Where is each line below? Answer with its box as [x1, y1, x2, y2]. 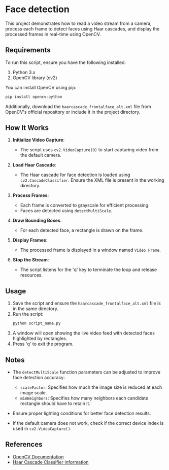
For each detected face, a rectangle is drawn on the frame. [20, 227, 144, 233]
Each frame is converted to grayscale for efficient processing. [20, 202, 150, 209]
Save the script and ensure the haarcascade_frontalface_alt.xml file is [12, 300, 161, 307]
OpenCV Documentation [12, 453, 64, 460]
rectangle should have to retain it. [20, 400, 90, 407]
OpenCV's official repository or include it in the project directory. [5, 109, 141, 115]
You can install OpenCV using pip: [5, 84, 77, 90]
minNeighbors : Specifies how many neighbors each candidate [20, 395, 149, 401]
